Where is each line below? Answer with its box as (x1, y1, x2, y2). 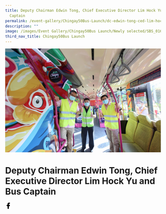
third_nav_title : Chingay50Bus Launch (5, 34, 85, 39)
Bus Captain (5, 186, 56, 197)
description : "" (5, 24, 39, 29)
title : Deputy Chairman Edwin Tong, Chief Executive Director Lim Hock (5, 8, 156, 13)
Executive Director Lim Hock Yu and (5, 175, 156, 186)
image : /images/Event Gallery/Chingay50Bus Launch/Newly (5, 29, 125, 34)
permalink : (5, 18, 28, 23)
